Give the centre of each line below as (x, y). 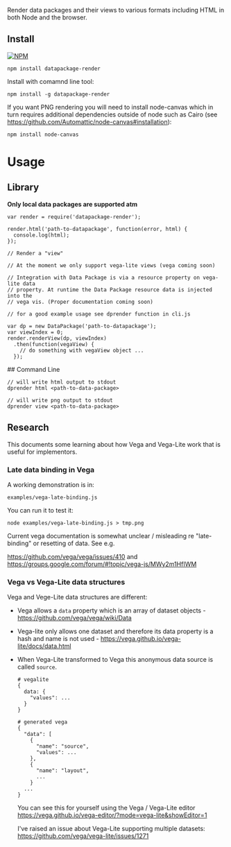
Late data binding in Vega (51, 470)
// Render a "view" (35, 253)
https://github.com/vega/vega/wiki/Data (74, 618)
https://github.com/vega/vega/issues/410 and (72, 556)
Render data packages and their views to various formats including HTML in (115, 10)
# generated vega (42, 722)
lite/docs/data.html (44, 646)
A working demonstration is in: (51, 484)
